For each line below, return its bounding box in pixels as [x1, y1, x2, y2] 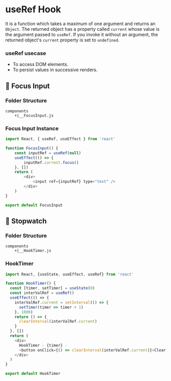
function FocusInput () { [5, 146, 58, 151]
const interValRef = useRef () [10, 290, 74, 295]
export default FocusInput [5, 202, 63, 208]
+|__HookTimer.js [14, 248, 52, 253]
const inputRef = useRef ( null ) [14, 150, 81, 156]
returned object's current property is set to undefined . [5, 37, 120, 43]
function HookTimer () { [5, 281, 56, 286]
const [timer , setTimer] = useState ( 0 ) [10, 286, 95, 291]
